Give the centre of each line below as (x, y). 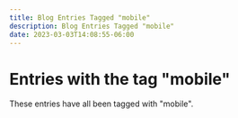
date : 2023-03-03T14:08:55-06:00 (72, 34)
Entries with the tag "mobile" (120, 79)
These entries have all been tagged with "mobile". (101, 104)
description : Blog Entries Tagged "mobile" (92, 26)
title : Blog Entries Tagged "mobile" (80, 18)
